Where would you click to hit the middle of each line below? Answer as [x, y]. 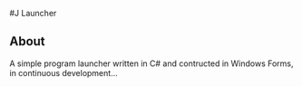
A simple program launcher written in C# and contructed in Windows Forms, [151, 63]
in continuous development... [63, 72]
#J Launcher [33, 13]
